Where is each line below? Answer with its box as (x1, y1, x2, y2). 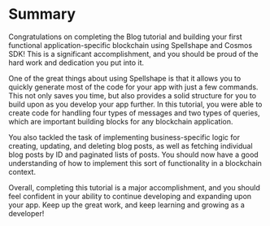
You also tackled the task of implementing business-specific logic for (8, 132, 240, 142)
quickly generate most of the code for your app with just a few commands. (8, 82, 259, 92)
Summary (8, 5, 76, 24)
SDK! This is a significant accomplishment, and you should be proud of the (8, 49, 259, 59)
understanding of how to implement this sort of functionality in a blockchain (8, 158, 263, 167)
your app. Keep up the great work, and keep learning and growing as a (8, 200, 246, 210)
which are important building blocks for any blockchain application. (8, 116, 233, 126)
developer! (8, 208, 45, 218)
